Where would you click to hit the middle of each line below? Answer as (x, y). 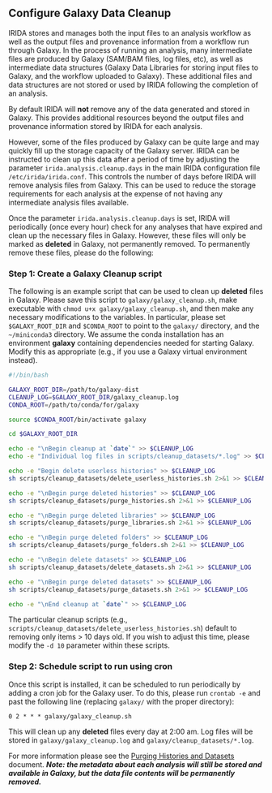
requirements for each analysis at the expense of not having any (116, 193)
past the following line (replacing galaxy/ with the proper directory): (121, 701)
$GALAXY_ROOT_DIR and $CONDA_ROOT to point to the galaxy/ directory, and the (134, 326)
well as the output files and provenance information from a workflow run (129, 41)
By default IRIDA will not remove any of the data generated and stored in (129, 109)
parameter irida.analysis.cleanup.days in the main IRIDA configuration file (134, 168)
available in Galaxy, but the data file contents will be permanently (122, 773)
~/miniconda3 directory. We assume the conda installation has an (116, 334)
